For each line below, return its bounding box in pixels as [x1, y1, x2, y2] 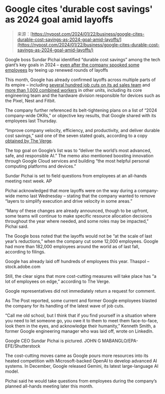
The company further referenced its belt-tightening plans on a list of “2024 [5, 107, 158, 113]
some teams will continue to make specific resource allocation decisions [5, 213, 152, 219]
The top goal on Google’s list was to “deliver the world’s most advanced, [5, 147, 152, 153]
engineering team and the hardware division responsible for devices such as [5, 92, 161, 98]
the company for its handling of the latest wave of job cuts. [5, 303, 125, 308]
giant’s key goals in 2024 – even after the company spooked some [5, 62, 139, 68]
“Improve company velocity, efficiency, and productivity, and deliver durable [5, 127, 160, 133]
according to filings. [5, 249, 46, 255]
